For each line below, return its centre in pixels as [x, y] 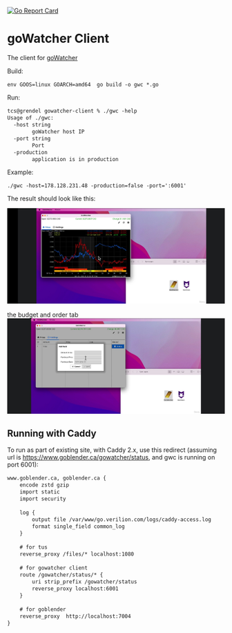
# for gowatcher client [54, 568]
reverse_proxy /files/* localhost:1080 [77, 554]
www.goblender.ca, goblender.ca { [57, 478]
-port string [32, 138]
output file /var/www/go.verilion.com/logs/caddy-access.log [122, 520]
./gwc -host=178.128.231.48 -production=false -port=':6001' [97, 186]
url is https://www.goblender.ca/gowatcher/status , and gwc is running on [111, 457]
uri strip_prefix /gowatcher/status [85, 582]
